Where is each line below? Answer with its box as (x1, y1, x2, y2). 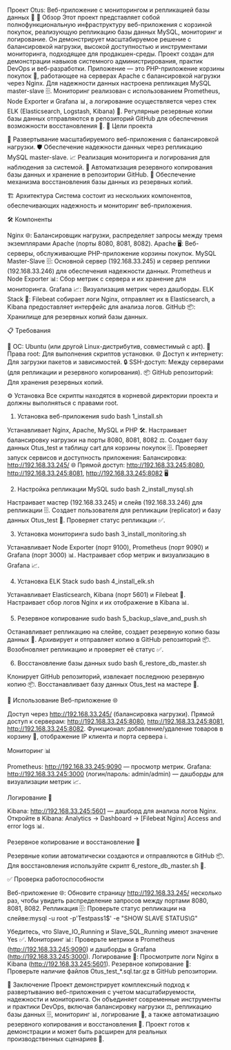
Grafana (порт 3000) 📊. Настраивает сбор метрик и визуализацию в (7, 551, 210, 559)
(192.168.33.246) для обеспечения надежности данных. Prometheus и (7, 267, 212, 275)
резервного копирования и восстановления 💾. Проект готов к (7, 1020, 190, 1028)
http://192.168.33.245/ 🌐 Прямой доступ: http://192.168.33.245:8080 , (7, 461, 205, 469)
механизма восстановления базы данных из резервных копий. (7, 178, 193, 185)
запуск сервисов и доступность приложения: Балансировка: (7, 454, 188, 461)
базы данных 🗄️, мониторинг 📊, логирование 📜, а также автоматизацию (7, 1010, 219, 1018)
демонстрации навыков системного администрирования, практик (7, 57, 203, 65)
